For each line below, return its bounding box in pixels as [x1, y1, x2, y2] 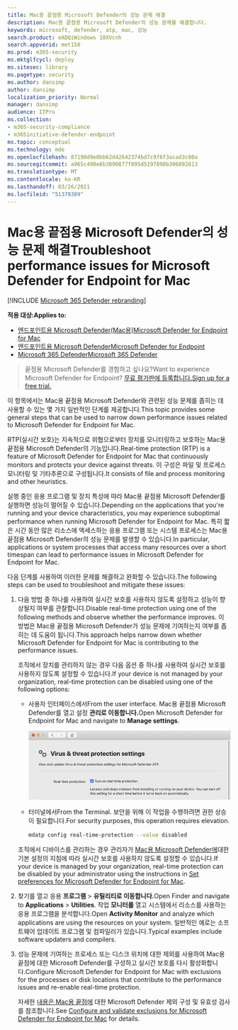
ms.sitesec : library [7, 64, 69, 71]
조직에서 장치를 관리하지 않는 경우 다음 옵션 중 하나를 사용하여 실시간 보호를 [17, 660, 226, 669]
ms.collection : [7, 116, 52, 123]
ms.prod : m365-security [7, 49, 78, 56]
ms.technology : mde [7, 146, 65, 153]
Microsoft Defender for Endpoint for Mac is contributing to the [17, 638, 199, 647]
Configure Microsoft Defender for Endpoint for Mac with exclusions [25, 967, 222, 975]
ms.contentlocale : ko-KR [7, 176, 81, 183]
